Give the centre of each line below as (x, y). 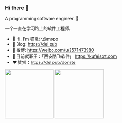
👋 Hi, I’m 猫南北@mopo (35, 39)
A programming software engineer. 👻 (42, 19)
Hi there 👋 (17, 8)
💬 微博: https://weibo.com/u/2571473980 (53, 50)
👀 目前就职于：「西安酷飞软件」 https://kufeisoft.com (64, 56)
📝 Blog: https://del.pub (35, 44)
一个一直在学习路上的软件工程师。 (39, 28)
